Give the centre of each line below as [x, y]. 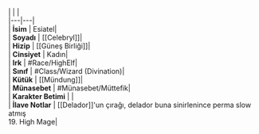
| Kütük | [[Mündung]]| [46, 80]
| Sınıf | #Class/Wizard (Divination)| [67, 71]
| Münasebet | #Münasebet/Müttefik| [70, 88]
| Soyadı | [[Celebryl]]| [45, 37]
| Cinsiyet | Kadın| [38, 54]
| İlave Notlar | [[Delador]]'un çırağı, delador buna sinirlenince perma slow [130, 105]
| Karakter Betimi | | [41, 96]
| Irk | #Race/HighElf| [43, 63]
